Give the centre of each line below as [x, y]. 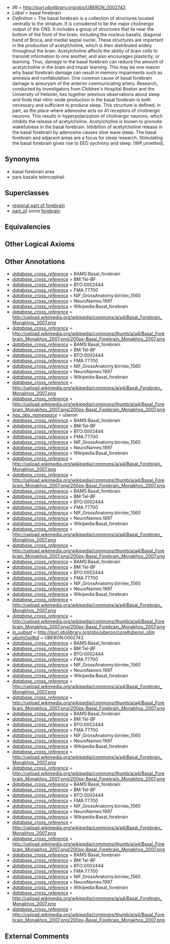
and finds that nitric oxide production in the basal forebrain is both [81, 100]
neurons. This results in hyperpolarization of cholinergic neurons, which [88, 116]
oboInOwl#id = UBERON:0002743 [48, 638]
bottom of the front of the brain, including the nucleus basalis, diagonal [87, 34]
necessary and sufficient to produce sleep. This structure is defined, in [86, 105]
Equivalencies [27, 227]
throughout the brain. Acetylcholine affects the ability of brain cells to [85, 51]
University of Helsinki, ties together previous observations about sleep [86, 94]
